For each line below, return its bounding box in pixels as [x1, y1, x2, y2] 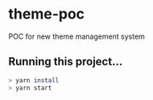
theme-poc [8, 5, 85, 23]
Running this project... [8, 55, 123, 69]
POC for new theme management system [8, 31, 145, 41]
